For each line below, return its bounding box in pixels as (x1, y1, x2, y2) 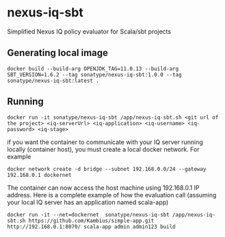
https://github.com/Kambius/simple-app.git (28, 217, 155, 224)
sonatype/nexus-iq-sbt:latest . (7, 77, 99, 84)
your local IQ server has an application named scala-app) (7, 198, 169, 206)
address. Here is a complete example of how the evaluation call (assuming (7, 191, 217, 199)
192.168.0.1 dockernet (7, 171, 72, 178)
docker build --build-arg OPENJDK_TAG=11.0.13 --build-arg (7, 65, 179, 72)
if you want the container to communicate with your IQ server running (7, 138, 204, 146)
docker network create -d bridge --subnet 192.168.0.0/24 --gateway (7, 165, 207, 172)
